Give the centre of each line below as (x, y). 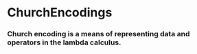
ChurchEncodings (60, 13)
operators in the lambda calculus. (64, 42)
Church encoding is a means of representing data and (98, 34)
